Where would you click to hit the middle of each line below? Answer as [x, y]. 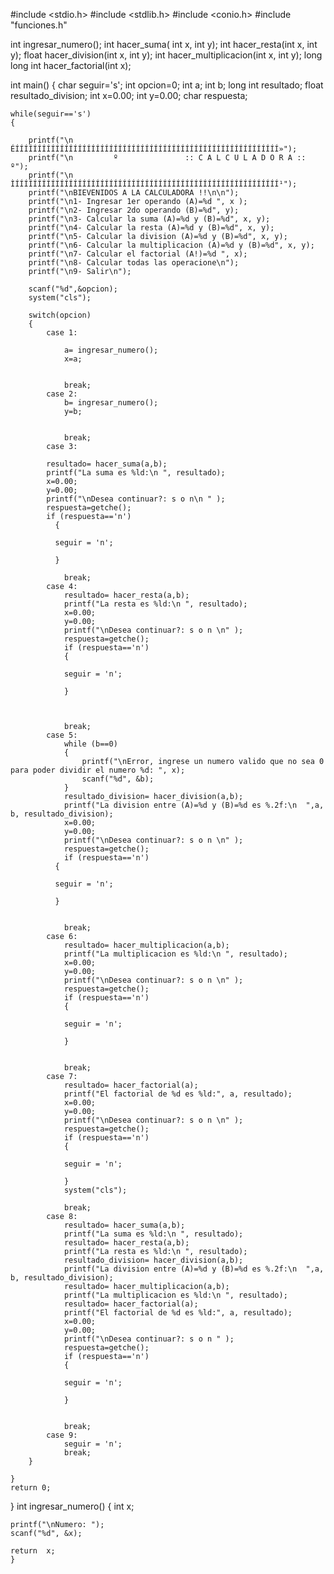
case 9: [62, 1435]
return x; [33, 1551]
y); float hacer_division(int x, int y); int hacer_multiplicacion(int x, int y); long [166, 55]
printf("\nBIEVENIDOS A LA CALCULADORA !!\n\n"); [134, 193]
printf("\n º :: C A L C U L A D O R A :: [167, 158]
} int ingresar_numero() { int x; [72, 1506]
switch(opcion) [60, 315]
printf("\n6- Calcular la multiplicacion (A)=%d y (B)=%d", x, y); [171, 245]
